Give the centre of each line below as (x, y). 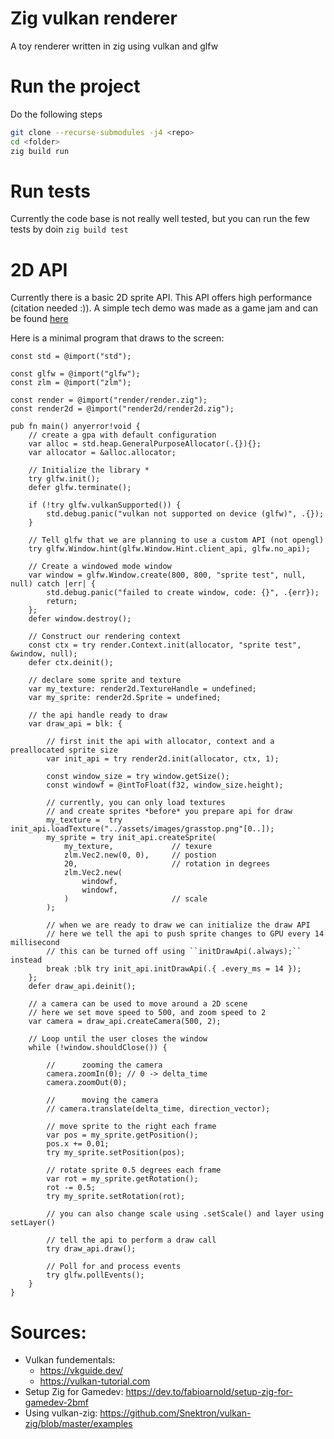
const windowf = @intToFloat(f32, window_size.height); (165, 785)
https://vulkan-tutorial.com (95, 1381)
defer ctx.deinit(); (71, 663)
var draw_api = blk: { (75, 724)
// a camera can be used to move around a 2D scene (138, 1004)
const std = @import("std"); (71, 357)
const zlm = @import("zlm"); (71, 383)
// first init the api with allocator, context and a (160, 742)
